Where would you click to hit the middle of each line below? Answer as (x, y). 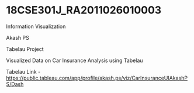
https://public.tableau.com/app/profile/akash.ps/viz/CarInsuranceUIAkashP (97, 78)
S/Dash (15, 84)
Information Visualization (36, 26)
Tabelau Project (25, 49)
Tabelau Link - (23, 71)
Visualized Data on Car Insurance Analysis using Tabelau (75, 60)
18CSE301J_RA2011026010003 (84, 10)
